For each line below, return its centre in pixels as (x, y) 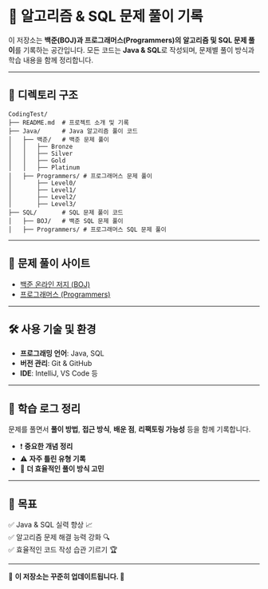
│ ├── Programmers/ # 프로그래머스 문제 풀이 (81, 176)
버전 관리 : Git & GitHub (56, 364)
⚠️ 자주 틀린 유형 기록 (53, 459)
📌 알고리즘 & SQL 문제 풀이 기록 (106, 16)
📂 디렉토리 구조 (43, 96)
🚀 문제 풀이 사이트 (49, 263)
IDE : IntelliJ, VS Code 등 (59, 373)
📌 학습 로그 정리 (45, 408)
